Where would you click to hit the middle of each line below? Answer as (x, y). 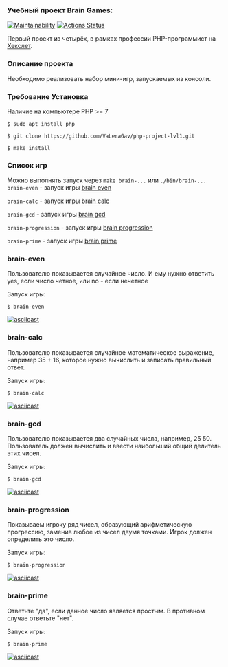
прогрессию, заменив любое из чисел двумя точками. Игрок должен (110, 532)
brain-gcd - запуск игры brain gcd (56, 215)
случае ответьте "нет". (41, 618)
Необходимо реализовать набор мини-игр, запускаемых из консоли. (109, 78)
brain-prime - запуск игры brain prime (62, 241)
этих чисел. (24, 453)
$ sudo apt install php (41, 124)
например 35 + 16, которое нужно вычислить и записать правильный (109, 360)
